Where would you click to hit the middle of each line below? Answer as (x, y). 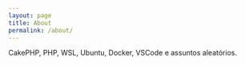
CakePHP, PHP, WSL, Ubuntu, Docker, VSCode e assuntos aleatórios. (123, 53)
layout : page (30, 15)
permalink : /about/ (41, 30)
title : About (30, 23)
